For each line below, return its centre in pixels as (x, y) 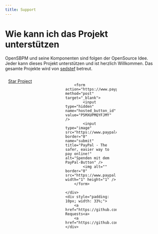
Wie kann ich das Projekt (57, 34)
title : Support (21, 10)
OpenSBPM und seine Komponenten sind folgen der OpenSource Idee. (77, 58)
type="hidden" (80, 106)
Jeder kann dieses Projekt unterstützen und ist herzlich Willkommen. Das (79, 63)
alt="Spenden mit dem (87, 158)
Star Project (20, 81)
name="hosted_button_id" (91, 111)
